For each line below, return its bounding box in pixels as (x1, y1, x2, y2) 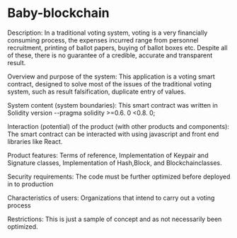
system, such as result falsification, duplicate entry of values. (7, 87, 186, 96)
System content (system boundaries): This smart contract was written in (7, 101, 218, 109)
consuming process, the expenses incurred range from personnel (7, 35, 199, 44)
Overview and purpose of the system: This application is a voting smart (7, 72, 216, 81)
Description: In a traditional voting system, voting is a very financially (7, 28, 208, 37)
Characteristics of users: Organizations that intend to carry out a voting (7, 193, 215, 202)
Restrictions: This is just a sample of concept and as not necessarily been (7, 215, 222, 223)
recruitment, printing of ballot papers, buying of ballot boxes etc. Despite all (7, 43, 228, 52)
